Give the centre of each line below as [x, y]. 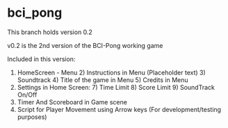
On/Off [27, 95]
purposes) [32, 117]
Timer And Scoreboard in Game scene [72, 102]
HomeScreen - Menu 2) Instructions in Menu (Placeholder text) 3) [112, 72]
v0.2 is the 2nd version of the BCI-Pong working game [85, 45]
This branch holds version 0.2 [50, 32]
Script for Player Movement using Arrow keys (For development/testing [119, 109]
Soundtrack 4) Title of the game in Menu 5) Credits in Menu [103, 80]
